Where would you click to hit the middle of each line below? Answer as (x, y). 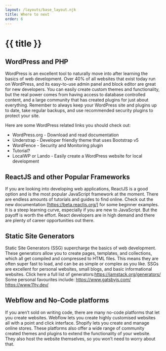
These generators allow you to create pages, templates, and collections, (79, 253)
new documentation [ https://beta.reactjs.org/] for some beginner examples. (82, 205)
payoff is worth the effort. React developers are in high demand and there (80, 215)
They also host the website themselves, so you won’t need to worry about (80, 339)
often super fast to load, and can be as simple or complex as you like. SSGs (82, 264)
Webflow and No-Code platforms (57, 300)
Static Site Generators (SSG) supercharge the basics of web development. (81, 248)
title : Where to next (27, 14)
